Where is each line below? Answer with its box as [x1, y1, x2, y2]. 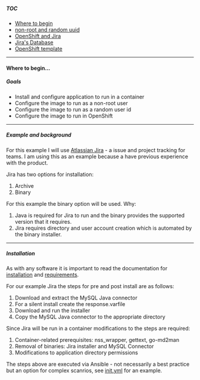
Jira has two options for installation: [6, 171, 94, 178]
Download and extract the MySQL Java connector [14, 294, 138, 301]
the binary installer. [14, 230, 62, 238]
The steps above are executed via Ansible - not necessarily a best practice [6, 361, 190, 368]
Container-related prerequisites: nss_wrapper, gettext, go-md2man [14, 336, 180, 344]
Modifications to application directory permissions [14, 349, 138, 356]
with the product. [6, 159, 49, 166]
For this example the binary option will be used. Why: [6, 200, 136, 207]
